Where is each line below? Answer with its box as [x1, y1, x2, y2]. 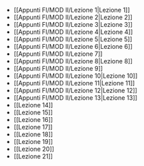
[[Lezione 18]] [13, 130, 53, 138]
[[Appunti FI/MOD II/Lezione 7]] [13, 50, 103, 58]
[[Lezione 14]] [13, 101, 53, 109]
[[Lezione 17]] [13, 123, 53, 131]
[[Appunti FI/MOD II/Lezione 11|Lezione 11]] [13, 79, 135, 87]
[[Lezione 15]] [13, 108, 53, 116]
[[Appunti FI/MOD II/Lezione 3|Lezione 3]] [13, 21, 132, 28]
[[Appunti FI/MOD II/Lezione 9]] [13, 65, 103, 72]
